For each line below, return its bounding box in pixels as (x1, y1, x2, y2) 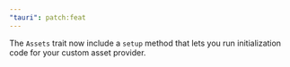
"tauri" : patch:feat (9, 13, 87, 22)
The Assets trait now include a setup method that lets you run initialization (9, 38, 281, 48)
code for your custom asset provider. (9, 46, 146, 58)
